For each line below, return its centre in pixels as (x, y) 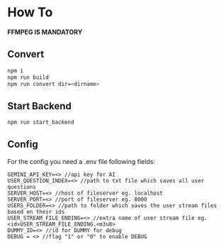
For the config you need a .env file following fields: (82, 161)
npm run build (28, 77)
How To (30, 12)
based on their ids (36, 212)
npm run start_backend (41, 122)
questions (22, 187)
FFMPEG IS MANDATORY (45, 32)
